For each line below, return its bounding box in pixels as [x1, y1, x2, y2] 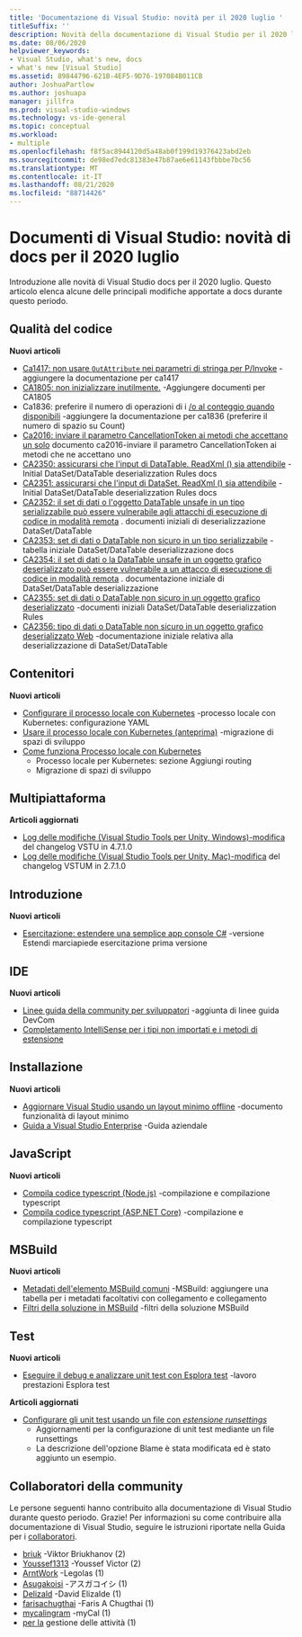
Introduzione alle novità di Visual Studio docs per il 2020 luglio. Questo [9, 276, 271, 287]
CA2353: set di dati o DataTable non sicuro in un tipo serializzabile [22, 534, 268, 545]
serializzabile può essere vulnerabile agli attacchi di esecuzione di [22, 505, 268, 517]
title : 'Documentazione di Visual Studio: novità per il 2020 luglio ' [9, 13, 283, 22]
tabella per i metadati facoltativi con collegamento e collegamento [22, 1293, 267, 1304]
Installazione [9, 1060, 84, 1075]
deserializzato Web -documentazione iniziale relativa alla [22, 631, 234, 641]
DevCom [22, 1015, 56, 1025]
